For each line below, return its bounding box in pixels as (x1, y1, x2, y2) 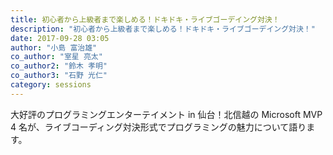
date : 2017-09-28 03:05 (10, 33, 110, 43)
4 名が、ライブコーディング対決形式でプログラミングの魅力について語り (10, 121, 307, 133)
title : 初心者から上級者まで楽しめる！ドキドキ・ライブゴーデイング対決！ (10, 14, 280, 25)
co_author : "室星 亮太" (10, 52, 103, 62)
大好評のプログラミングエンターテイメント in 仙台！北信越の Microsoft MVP (10, 108, 323, 120)
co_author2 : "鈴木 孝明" (10, 61, 108, 71)
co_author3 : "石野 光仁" (10, 71, 108, 81)
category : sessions (10, 80, 92, 90)
